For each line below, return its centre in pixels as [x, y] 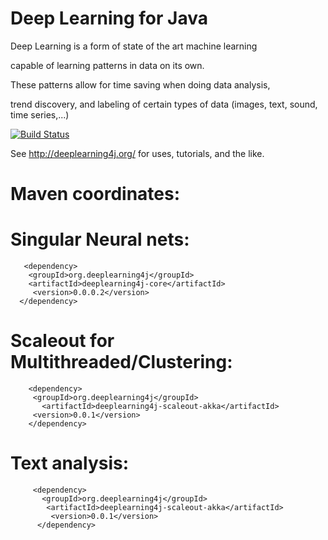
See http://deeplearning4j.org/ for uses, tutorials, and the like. [137, 153]
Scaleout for [62, 341]
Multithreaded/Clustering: [121, 362]
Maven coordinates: [95, 194]
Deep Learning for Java [109, 18]
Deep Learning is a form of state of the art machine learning [134, 46]
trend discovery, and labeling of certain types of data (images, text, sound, [164, 104]
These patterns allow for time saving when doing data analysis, [140, 84]
